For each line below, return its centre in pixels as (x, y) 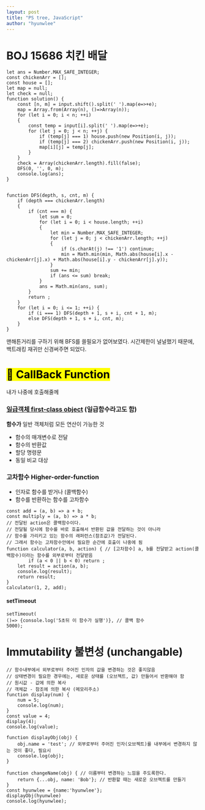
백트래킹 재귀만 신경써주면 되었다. (47, 349)
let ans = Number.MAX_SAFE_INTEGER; (53, 72)
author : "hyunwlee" (31, 23)
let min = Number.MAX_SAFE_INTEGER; (97, 233)
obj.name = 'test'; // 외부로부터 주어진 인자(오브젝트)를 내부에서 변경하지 (104, 744)
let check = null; (30, 94)
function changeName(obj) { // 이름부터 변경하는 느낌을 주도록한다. (87, 773)
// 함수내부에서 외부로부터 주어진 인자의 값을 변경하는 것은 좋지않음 (81, 670)
